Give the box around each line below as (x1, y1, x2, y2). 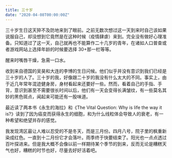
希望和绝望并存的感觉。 (9, 117, 59, 123)
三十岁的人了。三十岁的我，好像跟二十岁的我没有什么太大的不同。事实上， (5, 74, 162, 80)
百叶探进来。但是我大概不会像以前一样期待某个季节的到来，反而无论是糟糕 (5, 141, 162, 147)
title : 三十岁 (5, 7, 33, 13)
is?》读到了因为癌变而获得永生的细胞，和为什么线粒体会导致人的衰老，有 (5, 110, 159, 117)
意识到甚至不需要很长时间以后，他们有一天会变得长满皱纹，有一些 (14, 87, 154, 93)
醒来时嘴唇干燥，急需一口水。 (5, 57, 68, 63)
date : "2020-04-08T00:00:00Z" (5, 12, 70, 17)
